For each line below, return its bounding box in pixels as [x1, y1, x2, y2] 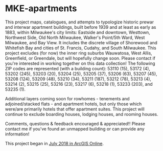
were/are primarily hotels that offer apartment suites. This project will [5, 106, 145, 112]
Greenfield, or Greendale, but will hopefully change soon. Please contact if [5, 55, 156, 61]
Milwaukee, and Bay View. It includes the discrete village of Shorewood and [5, 39, 158, 45]
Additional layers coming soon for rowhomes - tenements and [5, 95, 130, 101]
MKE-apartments [5, 3, 77, 14]
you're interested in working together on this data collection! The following [5, 60, 156, 66]
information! [5, 131, 30, 137]
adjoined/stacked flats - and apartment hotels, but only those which [5, 101, 142, 107]
